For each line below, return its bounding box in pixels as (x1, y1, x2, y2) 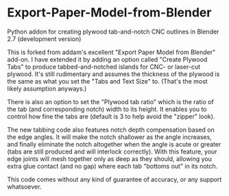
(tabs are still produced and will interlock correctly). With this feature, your (7, 147, 217, 156)
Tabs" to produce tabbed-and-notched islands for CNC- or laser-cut (7, 62, 201, 71)
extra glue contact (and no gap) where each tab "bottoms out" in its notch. (7, 162, 218, 170)
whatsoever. (7, 182, 42, 191)
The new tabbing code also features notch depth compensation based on (7, 125, 215, 134)
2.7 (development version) (7, 34, 82, 42)
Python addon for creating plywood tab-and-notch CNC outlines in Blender (7, 27, 219, 36)
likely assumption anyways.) (7, 84, 87, 93)
